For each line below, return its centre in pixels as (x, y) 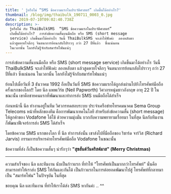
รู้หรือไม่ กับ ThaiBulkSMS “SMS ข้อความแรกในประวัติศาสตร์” (61, 29)
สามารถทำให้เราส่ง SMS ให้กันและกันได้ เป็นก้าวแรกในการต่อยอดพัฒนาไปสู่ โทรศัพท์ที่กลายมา (84, 170)
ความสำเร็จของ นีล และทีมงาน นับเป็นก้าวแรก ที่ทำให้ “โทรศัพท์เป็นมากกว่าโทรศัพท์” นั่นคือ (81, 164)
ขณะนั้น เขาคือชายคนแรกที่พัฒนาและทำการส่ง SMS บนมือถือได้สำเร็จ (63, 95)
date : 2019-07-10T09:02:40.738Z (39, 19)
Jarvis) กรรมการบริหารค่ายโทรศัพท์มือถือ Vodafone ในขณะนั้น (61, 138)
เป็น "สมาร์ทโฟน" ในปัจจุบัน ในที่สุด (36, 175)
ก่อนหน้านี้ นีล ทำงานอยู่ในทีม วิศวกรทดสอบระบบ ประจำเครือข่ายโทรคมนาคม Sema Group (83, 105)
